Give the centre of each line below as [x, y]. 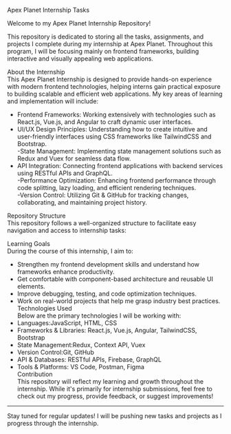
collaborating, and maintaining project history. [82, 202]
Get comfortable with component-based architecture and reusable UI [115, 279]
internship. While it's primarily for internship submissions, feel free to [115, 389]
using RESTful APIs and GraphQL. [65, 173]
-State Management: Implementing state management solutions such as [119, 151]
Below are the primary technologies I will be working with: [99, 316]
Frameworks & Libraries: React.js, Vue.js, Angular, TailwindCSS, [107, 330]
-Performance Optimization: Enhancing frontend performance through [117, 180]
